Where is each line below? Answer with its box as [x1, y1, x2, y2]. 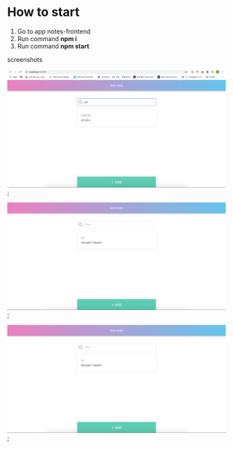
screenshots [7, 55, 43, 63]
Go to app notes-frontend [17, 27, 91, 35]
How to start [7, 4, 80, 20]
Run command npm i [17, 34, 78, 42]
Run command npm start [17, 42, 89, 50]
